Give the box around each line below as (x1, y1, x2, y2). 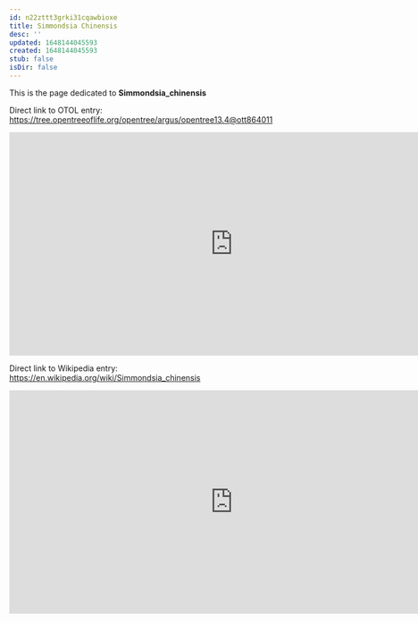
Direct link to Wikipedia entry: (9, 363, 118, 374)
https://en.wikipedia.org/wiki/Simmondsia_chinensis (9, 372, 201, 383)
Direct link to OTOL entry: (9, 105, 103, 115)
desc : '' (9, 29, 42, 38)
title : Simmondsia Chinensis (9, 21, 118, 30)
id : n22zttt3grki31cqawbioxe (9, 13, 118, 22)
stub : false (9, 55, 54, 63)
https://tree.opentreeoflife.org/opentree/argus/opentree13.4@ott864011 (9, 114, 273, 125)
